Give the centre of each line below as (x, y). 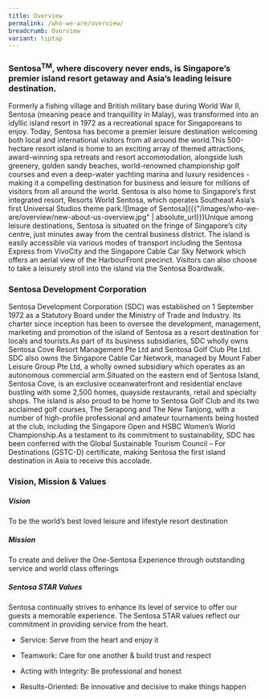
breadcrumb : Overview (45, 31)
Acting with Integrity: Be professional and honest (101, 671)
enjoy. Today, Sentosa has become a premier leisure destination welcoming (133, 131)
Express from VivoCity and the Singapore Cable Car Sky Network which (127, 251)
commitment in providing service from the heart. (88, 624)
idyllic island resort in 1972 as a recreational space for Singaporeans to (125, 123)
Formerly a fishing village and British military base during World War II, (125, 106)
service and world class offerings (63, 569)
